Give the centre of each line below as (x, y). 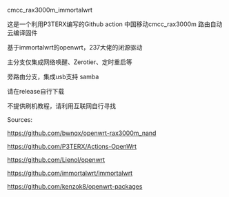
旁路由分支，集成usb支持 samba (53, 76)
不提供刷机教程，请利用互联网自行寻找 (61, 106)
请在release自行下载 (36, 91)
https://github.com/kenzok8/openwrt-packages (75, 186)
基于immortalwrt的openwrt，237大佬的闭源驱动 (75, 47)
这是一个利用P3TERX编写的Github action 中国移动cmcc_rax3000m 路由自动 (115, 24)
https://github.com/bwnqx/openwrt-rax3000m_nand (82, 133)
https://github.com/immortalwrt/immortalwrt (70, 173)
